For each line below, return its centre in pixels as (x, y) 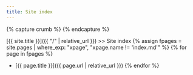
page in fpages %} (30, 54)
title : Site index (29, 12)
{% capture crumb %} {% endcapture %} (58, 29)
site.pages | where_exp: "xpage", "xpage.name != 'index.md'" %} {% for (96, 47)
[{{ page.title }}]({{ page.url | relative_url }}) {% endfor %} (87, 65)
